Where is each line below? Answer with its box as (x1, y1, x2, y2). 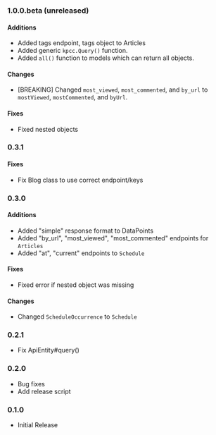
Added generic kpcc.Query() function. (17, 47, 128, 55)
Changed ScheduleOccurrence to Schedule (17, 312, 137, 321)
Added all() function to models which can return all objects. (17, 54, 195, 62)
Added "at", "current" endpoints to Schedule (17, 249, 145, 257)
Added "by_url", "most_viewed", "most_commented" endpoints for (17, 233, 209, 242)
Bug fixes (17, 379, 46, 388)
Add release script (17, 387, 72, 396)
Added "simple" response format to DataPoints (17, 226, 153, 235)
